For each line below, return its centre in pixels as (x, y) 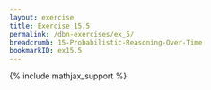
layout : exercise (42, 17)
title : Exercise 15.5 (50, 26)
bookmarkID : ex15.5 (46, 51)
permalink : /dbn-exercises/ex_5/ (72, 34)
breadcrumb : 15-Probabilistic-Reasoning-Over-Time (106, 42)
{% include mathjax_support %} (68, 76)
